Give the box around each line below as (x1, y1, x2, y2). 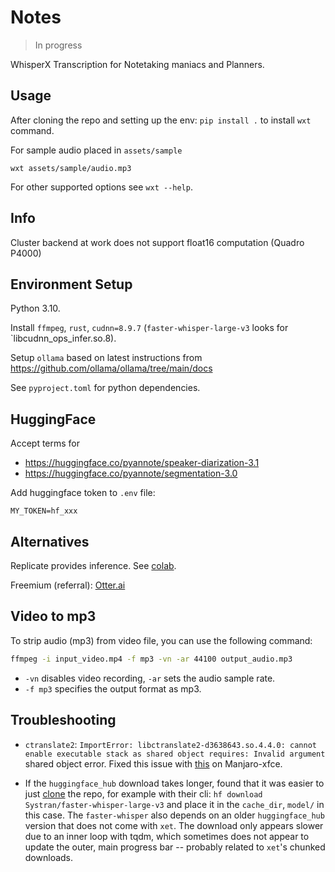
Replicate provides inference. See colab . (10, 560, 177, 571)
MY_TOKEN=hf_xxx (10, 506, 78, 516)
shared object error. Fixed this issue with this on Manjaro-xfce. (24, 757, 283, 770)
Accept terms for (10, 437, 81, 450)
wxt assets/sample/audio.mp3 (10, 163, 132, 173)
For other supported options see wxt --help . (10, 181, 193, 193)
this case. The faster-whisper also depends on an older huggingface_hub (24, 809, 325, 821)
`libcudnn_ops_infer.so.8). (10, 332, 117, 345)
